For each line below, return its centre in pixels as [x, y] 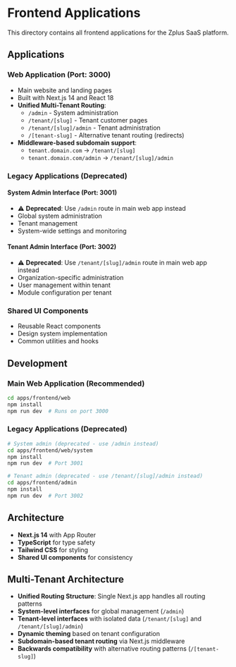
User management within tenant [64, 285]
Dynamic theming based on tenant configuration [89, 634]
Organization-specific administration [70, 277]
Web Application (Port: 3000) [59, 75]
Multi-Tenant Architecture [66, 580]
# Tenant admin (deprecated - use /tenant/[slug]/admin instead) [105, 476]
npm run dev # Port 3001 [45, 463]
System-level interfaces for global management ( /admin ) [101, 611]
